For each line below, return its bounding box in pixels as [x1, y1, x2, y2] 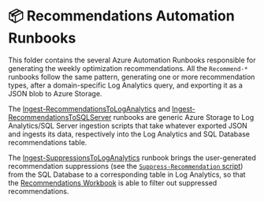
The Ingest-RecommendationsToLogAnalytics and [8, 104, 171, 114]
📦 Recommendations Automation [8, 7, 235, 25]
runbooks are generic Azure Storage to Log [113, 112, 255, 122]
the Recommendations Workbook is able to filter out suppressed [8, 178, 218, 187]
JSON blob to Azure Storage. [8, 88, 102, 98]
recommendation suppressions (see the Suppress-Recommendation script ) [8, 161, 244, 170]
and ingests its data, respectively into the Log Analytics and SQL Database [8, 129, 251, 139]
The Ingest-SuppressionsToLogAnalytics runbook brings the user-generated [8, 152, 256, 163]
